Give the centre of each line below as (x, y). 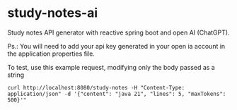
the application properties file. (51, 54)
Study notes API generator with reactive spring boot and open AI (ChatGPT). (118, 32)
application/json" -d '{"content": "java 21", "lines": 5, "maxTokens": (117, 94)
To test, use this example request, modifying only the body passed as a (111, 67)
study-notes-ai (53, 13)
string (16, 75)
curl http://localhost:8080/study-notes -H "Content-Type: (96, 87)
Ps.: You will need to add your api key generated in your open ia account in (116, 46)
